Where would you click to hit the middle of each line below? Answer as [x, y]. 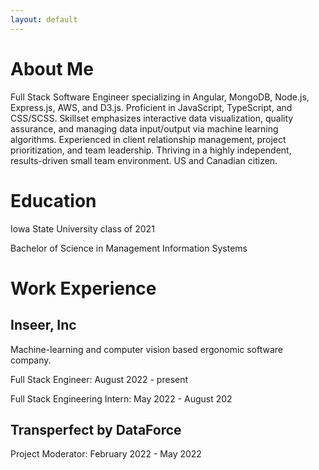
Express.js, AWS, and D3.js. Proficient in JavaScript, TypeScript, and [151, 107]
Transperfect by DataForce [96, 429]
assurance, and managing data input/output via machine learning [144, 128]
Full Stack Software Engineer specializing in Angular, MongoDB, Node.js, [160, 97]
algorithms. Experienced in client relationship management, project [148, 139]
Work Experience [83, 288]
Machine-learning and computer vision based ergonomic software [147, 349]
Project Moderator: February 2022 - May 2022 [106, 454]
